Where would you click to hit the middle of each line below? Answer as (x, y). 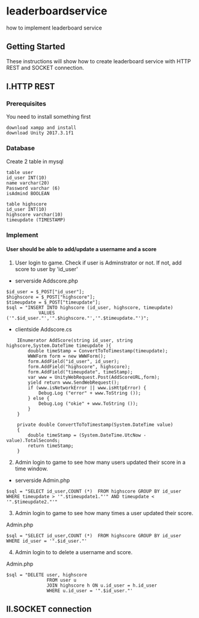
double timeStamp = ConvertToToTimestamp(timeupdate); (98, 351)
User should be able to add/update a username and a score (81, 249)
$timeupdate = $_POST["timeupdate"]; (54, 302)
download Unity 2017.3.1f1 (40, 133)
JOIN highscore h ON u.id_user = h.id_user (102, 585)
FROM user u (62, 580)
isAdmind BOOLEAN (28, 193)
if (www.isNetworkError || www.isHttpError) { (87, 388)
